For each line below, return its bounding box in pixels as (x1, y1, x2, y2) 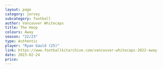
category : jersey (5, 12, 40, 17)
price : (5, 57, 18, 62)
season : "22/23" (5, 34, 38, 39)
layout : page (5, 7, 32, 12)
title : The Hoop (5, 25, 38, 30)
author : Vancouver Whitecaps (5, 20, 64, 26)
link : (5, 48, 16, 52)
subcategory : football (5, 16, 51, 21)
